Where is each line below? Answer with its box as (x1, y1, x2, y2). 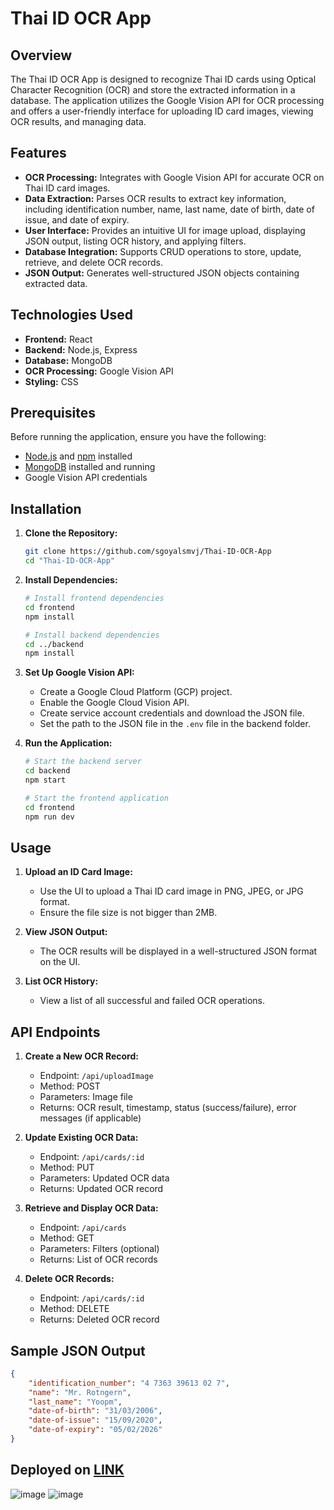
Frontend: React (24, 333, 93, 345)
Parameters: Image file (39, 1091, 133, 1103)
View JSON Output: (24, 926, 108, 938)
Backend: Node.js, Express (24, 343, 138, 356)
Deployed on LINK (10, 1462, 125, 1479)
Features (10, 145, 67, 162)
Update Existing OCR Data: (24, 1132, 139, 1144)
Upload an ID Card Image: (24, 866, 133, 878)
